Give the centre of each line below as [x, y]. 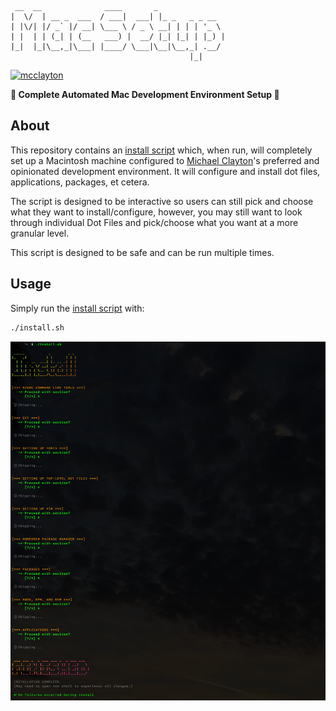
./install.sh [37, 327]
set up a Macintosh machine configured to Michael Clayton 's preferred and [165, 160]
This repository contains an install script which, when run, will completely [161, 150]
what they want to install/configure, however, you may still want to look [156, 212]
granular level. [40, 233]
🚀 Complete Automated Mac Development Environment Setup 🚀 [145, 94]
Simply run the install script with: [77, 308]
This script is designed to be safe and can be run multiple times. [142, 252]
